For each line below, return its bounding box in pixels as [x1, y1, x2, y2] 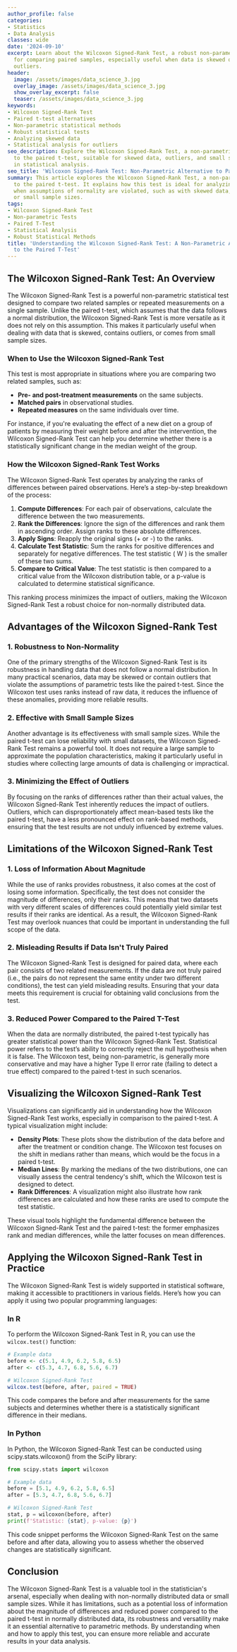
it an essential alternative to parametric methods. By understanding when [7, 1622, 221, 1630]
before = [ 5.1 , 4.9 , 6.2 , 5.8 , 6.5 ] [7, 1485, 115, 1492]
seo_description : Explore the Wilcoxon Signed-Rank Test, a [7, 148, 188, 155]
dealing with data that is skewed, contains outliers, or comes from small [7, 329, 216, 337]
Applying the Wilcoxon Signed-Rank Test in [7, 1252, 203, 1264]
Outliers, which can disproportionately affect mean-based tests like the [7, 807, 214, 816]
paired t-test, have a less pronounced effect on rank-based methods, [7, 815, 208, 824]
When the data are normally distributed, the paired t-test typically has [7, 1030, 209, 1039]
